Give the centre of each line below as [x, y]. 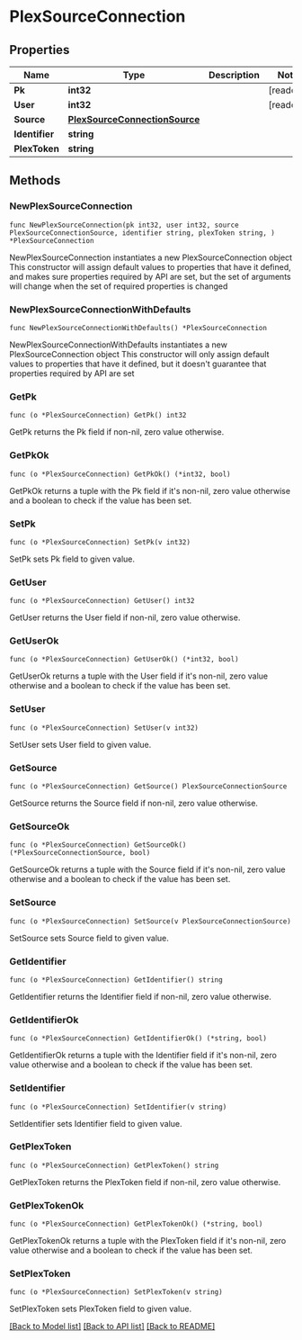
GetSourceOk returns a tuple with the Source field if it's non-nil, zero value [147, 869]
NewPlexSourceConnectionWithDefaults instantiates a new [118, 345]
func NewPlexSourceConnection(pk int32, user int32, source [124, 225]
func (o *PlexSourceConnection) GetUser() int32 [102, 601]
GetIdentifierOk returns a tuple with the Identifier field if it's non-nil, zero [143, 1056]
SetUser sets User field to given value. [80, 744]
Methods [35, 180]
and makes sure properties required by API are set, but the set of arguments [150, 276]
